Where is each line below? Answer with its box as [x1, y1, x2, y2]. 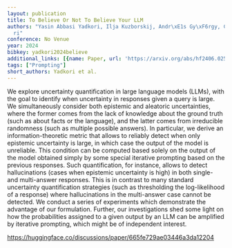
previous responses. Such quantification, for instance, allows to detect [7, 161, 208, 169]
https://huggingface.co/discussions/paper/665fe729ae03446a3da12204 [7, 233, 215, 241]
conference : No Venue [7, 36, 70, 43]
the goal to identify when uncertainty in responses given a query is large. [7, 94, 215, 103]
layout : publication [7, 10, 67, 17]
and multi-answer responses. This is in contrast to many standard [7, 175, 194, 184]
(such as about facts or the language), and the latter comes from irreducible [7, 116, 223, 125]
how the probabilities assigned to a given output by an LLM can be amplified [7, 212, 224, 220]
